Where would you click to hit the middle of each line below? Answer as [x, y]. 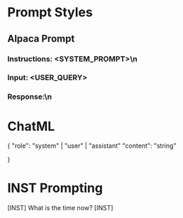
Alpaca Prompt [41, 39]
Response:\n [29, 97]
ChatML [31, 126]
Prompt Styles [50, 12]
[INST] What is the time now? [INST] [60, 208]
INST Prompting [55, 188]
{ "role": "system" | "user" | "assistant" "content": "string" [92, 146]
